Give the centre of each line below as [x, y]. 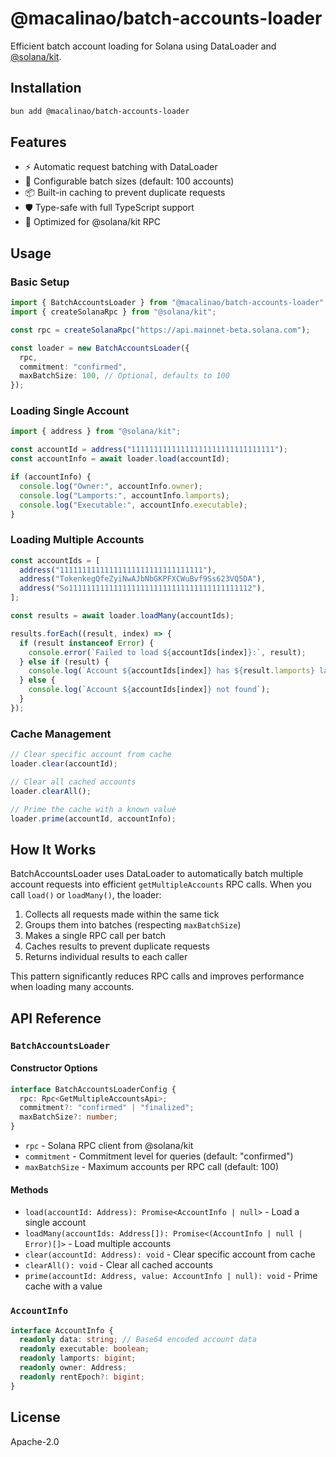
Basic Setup [40, 282]
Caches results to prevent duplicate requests [117, 946]
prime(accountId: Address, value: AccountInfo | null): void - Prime [171, 1276]
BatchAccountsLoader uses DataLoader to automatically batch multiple [157, 874]
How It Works [53, 849]
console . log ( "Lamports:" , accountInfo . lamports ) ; [124, 495]
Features [38, 142]
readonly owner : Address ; [73, 1368]
